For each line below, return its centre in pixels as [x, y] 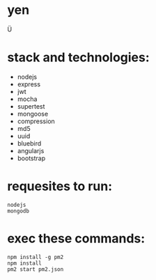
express [29, 84]
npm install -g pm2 [36, 257]
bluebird [29, 143]
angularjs [31, 150]
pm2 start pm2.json [36, 269]
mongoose [33, 114]
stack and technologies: [78, 57]
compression [36, 121]
